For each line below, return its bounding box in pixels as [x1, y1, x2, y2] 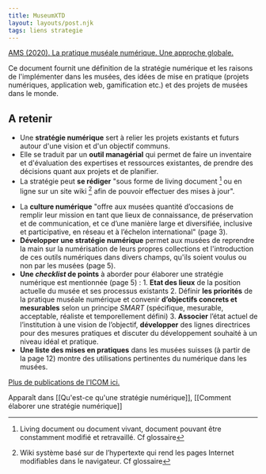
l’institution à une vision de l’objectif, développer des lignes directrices [19, 319, 251, 329]
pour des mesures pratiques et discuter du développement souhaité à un [19, 328, 257, 337]
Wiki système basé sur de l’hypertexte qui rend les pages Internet [19, 448, 234, 457]
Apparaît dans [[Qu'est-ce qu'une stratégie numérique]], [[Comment [8, 392, 232, 402]
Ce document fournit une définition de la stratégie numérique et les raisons [8, 64, 253, 73]
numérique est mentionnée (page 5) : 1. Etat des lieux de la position [19, 277, 241, 287]
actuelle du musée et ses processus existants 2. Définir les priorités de [19, 286, 253, 295]
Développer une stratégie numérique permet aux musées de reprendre [19, 235, 255, 245]
